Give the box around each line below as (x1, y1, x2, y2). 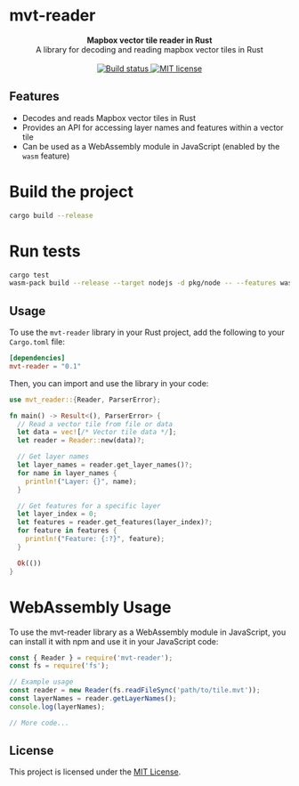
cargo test (9, 271, 50, 280)
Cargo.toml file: (9, 336, 65, 347)
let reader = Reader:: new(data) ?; (17, 436, 145, 445)
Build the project (9, 182, 134, 201)
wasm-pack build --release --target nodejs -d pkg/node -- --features (9, 279, 277, 288)
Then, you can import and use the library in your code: (9, 377, 209, 388)
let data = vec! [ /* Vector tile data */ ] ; (17, 428, 177, 437)
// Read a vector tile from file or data (17, 419, 174, 428)
